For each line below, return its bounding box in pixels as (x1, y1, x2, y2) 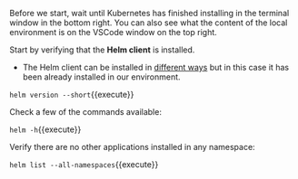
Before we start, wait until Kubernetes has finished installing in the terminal (9, 8, 290, 18)
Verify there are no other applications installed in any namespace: (9, 142, 256, 152)
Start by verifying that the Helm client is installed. (9, 44, 195, 55)
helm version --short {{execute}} (9, 89, 134, 99)
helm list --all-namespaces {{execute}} (9, 159, 159, 170)
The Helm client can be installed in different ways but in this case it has (22, 62, 289, 72)
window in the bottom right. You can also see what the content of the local (9, 17, 288, 28)
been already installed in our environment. (22, 71, 181, 82)
